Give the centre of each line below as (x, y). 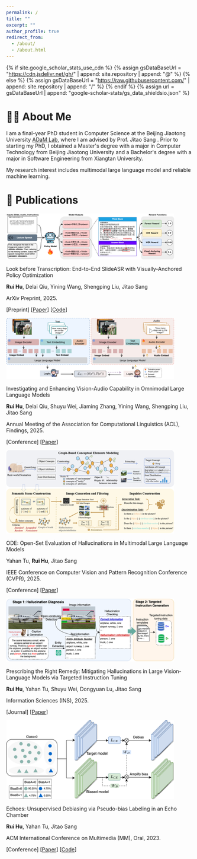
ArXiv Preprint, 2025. (32, 298)
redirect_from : (25, 38)
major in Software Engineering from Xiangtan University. (75, 158)
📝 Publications (42, 200)
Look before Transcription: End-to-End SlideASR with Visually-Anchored (94, 269)
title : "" (18, 19)
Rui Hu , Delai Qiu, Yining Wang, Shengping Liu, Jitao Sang (77, 287)
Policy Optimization (30, 275)
